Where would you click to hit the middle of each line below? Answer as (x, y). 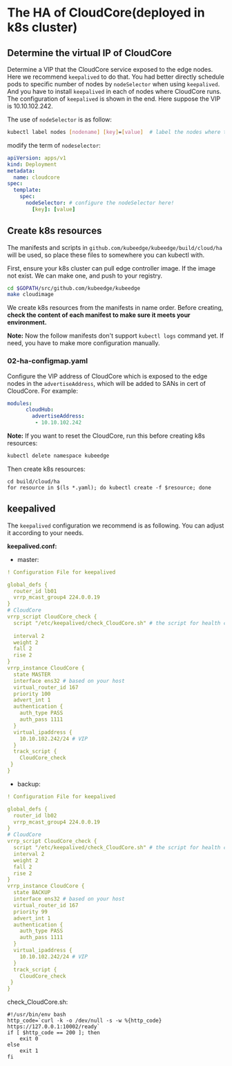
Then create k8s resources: (46, 469)
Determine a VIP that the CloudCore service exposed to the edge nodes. (110, 69)
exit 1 (29, 1051)
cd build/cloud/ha (33, 481)
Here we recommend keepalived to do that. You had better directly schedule (116, 77)
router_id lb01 (35, 591)
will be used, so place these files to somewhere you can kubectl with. (106, 255)
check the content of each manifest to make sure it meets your (99, 315)
